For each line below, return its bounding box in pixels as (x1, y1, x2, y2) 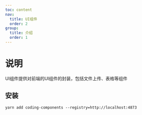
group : (5, 26, 19, 31)
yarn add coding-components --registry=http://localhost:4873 (5, 105, 137, 110)
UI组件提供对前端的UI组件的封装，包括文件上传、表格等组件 (5, 75, 128, 81)
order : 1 (9, 35, 28, 40)
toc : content (5, 7, 32, 12)
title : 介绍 (9, 30, 33, 35)
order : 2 (9, 21, 28, 26)
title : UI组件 (9, 16, 37, 21)
